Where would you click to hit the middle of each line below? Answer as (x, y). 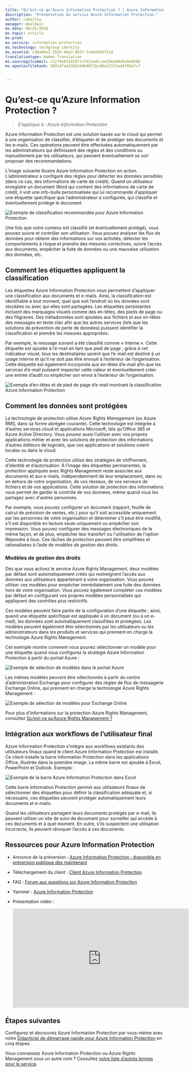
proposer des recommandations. (39, 161)
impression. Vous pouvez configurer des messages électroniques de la (79, 528)
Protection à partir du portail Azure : (42, 657)
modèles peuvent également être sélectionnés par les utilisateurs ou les (80, 626)
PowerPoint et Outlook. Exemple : (40, 767)
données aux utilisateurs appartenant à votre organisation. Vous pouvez (80, 579)
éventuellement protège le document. (44, 203)
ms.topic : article (24, 33)
